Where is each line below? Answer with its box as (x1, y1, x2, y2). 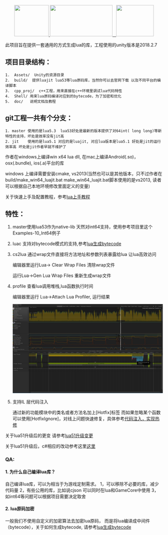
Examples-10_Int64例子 (12, 230, 61, 236)
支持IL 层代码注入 (12, 398, 48, 404)
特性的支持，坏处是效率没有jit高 (5, 133, 64, 138)
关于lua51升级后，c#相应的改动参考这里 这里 (5, 443, 96, 449)
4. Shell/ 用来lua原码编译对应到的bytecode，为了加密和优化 (5, 93, 121, 98)
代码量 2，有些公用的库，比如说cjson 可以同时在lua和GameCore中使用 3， (5, 487, 159, 493)
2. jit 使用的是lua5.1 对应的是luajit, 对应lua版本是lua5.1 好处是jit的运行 (5, 139, 161, 144)
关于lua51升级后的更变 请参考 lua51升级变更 (5, 432, 93, 438)
